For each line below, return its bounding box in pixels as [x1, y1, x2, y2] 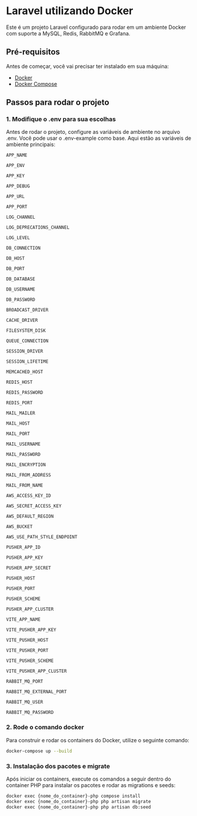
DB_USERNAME [6, 287, 35, 292]
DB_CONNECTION [6, 245, 41, 251]
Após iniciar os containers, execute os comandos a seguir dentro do [6, 775, 172, 782]
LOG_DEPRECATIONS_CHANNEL [6, 225, 69, 231]
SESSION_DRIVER [6, 348, 44, 354]
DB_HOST [6, 255, 25, 262]
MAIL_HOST [6, 420, 31, 427]
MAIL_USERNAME [6, 441, 41, 448]
